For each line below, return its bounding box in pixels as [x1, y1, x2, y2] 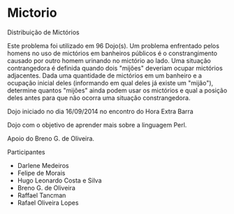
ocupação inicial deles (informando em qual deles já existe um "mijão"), [7, 78, 214, 87]
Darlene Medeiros [17, 161, 69, 169]
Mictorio [7, 5, 57, 21]
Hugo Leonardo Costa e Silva [17, 176, 102, 185]
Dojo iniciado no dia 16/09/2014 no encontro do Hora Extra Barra [7, 107, 193, 115]
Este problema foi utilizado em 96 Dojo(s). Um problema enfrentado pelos [7, 41, 220, 50]
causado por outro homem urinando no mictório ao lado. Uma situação [7, 56, 211, 64]
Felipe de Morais [17, 169, 66, 177]
